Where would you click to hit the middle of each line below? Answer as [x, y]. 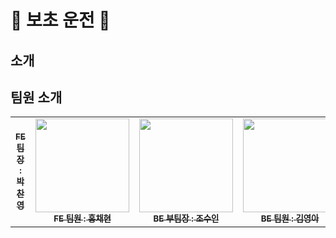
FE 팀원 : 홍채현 [82, 219]
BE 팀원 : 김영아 [290, 219]
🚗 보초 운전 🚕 [60, 20]
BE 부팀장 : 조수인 [186, 219]
